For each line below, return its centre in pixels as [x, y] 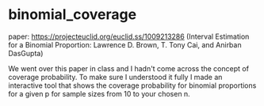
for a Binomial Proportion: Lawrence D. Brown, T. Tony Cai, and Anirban [125, 44]
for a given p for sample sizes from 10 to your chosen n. [99, 93]
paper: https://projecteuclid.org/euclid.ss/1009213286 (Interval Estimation [129, 36]
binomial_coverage [73, 15]
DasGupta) [26, 53]
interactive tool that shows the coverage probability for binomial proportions [132, 85]
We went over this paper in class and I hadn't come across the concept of [129, 68]
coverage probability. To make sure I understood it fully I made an [115, 77]
